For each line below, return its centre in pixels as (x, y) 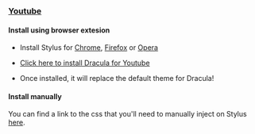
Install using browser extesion (59, 30)
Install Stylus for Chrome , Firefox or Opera (89, 48)
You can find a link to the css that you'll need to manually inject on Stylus (128, 114)
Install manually (35, 96)
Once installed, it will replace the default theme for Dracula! (117, 78)
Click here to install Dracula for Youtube (85, 63)
